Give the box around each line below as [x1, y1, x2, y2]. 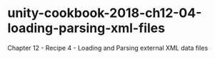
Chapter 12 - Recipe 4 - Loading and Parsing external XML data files [7, 43, 209, 52]
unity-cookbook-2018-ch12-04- [7, 5, 202, 21]
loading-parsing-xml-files [7, 20, 166, 36]
